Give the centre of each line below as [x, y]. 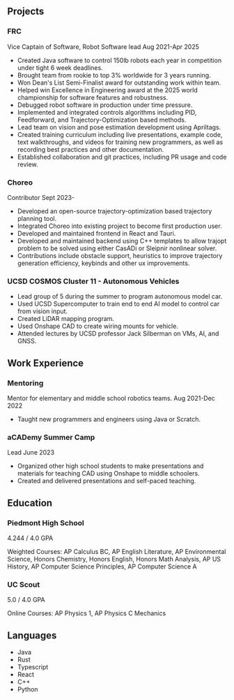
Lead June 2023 [31, 452]
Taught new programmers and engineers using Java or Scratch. [109, 419]
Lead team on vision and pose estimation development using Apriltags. [119, 127]
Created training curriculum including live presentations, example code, [120, 134]
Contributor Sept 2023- [41, 197]
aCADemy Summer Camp [51, 437]
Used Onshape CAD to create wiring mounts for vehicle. [98, 326]
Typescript [33, 667]
